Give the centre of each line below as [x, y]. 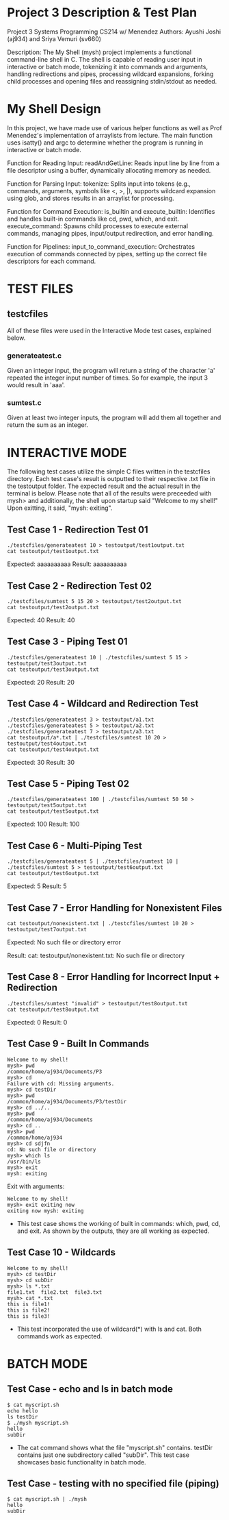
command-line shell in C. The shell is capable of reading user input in [105, 59]
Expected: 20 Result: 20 [41, 682]
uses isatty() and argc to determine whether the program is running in [105, 143]
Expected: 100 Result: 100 [43, 824]
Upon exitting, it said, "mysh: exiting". [60, 508]
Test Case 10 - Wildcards [62, 1252]
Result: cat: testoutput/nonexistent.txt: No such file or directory [96, 956]
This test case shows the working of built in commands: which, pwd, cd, [119, 1223]
